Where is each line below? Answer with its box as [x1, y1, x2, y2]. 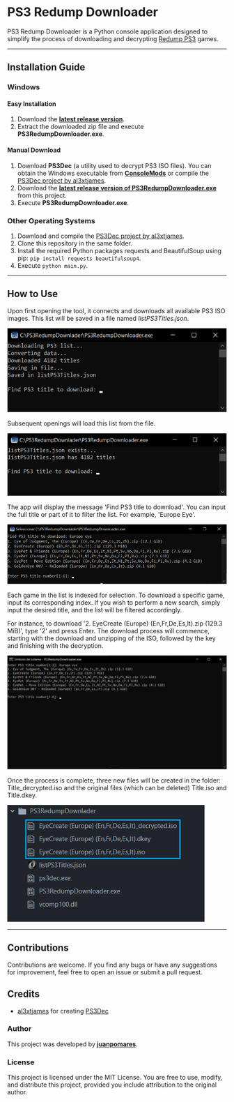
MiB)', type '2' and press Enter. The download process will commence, [7, 626, 210, 635]
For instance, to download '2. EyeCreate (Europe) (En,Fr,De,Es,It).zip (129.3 [7, 619, 223, 628]
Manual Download [7, 146, 61, 154]
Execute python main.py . [17, 261, 88, 269]
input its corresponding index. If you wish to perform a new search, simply [7, 598, 221, 607]
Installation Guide [7, 61, 86, 73]
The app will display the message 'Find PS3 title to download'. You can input [7, 503, 226, 511]
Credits [7, 988, 40, 1000]
